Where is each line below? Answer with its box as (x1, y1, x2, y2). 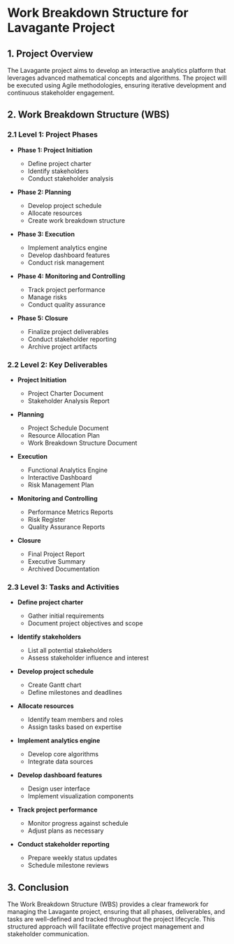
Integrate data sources (27, 758, 94, 766)
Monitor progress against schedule (27, 819, 129, 828)
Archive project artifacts (27, 342, 98, 351)
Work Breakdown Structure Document (27, 438, 138, 447)
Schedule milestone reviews (27, 861, 110, 870)
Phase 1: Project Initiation (17, 146, 93, 154)
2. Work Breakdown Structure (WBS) (7, 109, 170, 120)
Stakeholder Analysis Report (27, 396, 110, 405)
